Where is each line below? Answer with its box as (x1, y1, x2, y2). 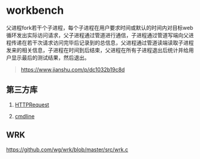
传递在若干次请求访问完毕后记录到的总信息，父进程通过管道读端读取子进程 (11, 39, 194, 46)
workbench (6, 4, 64, 17)
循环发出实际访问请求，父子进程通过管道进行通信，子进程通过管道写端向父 (6, 31, 189, 39)
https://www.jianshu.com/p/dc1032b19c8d (20, 66, 125, 73)
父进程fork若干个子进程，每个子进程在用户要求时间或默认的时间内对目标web (6, 24, 193, 31)
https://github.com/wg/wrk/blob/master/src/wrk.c (6, 146, 129, 153)
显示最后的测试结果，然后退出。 (11, 54, 90, 61)
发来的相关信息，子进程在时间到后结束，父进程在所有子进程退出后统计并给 (6, 46, 189, 54)
